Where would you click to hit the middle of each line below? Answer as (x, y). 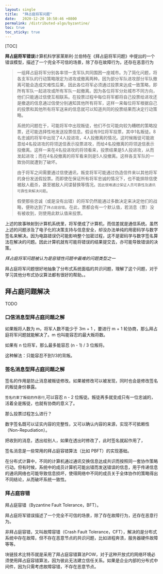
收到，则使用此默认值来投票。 (55, 213)
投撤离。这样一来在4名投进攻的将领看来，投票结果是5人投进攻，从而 (85, 150)
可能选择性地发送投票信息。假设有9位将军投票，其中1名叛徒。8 (93, 132)
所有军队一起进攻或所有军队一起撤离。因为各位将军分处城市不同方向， (87, 91)
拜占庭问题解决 (27, 292)
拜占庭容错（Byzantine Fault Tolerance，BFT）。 (53, 505)
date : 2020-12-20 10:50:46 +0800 (41, 19)
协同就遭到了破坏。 (40, 162)
